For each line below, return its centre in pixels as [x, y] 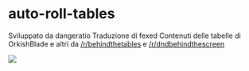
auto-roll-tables [62, 14]
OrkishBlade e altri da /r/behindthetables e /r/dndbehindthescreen [117, 43]
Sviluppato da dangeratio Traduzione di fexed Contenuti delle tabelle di [124, 35]
